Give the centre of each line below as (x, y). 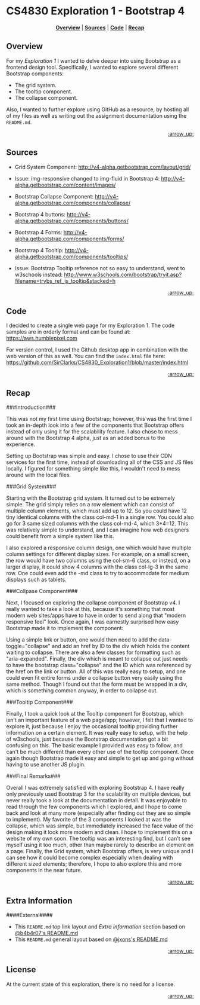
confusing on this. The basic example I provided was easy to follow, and (95, 746)
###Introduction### (31, 407)
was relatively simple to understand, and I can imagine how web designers (98, 530)
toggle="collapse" (28, 646)
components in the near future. (44, 870)
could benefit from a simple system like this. (60, 536)
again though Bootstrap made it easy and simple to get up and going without (100, 758)
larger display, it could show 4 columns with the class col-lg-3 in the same (97, 567)
